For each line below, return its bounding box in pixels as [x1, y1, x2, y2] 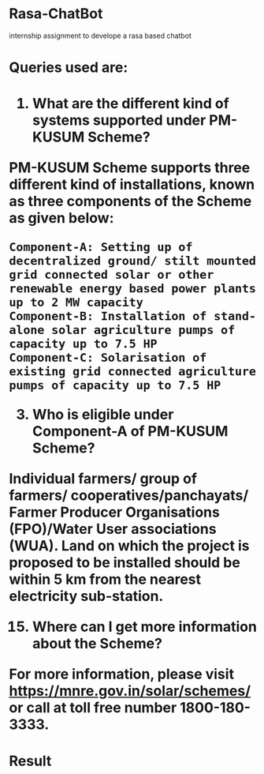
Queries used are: [9, 58, 128, 77]
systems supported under [32, 111, 206, 130]
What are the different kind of [32, 95, 229, 113]
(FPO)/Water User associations [9, 520, 217, 538]
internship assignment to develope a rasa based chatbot [9, 31, 192, 40]
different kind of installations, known [9, 175, 255, 193]
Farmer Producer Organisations [9, 503, 220, 521]
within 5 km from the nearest [9, 570, 202, 588]
